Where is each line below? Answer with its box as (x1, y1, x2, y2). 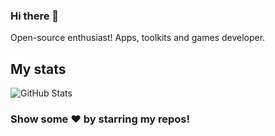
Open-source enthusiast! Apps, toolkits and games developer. (10, 32, 266, 44)
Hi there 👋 (10, 9, 60, 23)
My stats (10, 60, 67, 78)
